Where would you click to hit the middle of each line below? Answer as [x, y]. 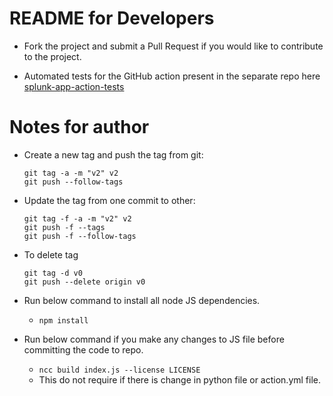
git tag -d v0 [53, 273]
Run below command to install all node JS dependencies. [142, 300]
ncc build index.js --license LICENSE [119, 370]
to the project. [52, 56]
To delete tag [51, 254]
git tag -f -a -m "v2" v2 [77, 218]
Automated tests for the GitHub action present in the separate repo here [172, 76]
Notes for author [79, 127]
